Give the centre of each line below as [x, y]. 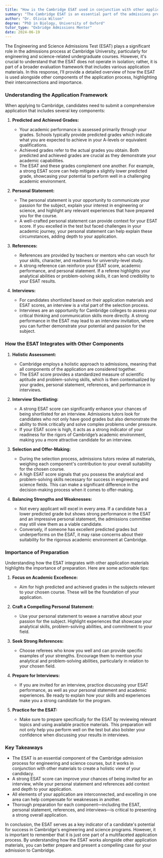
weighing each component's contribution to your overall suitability [85, 464]
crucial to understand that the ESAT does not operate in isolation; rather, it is [81, 62]
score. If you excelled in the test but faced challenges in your [80, 226]
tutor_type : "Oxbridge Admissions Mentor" [49, 28]
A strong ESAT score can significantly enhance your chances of [83, 409]
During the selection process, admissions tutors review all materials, [87, 458]
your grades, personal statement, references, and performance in [85, 384]
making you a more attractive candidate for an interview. [76, 439]
